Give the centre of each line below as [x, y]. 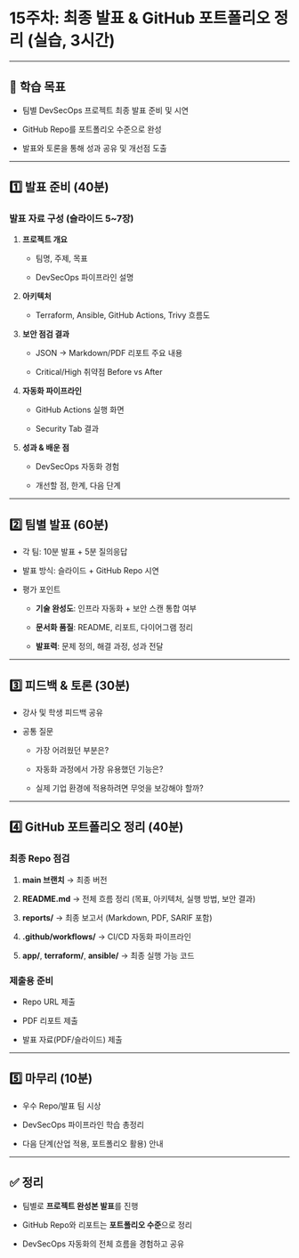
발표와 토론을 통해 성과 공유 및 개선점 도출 [94, 148]
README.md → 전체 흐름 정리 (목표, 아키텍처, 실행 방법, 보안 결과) [139, 898]
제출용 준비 [32, 980]
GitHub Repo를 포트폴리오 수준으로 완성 [92, 129]
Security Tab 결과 [67, 429]
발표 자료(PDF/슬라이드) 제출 [72, 1040]
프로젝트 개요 [45, 239]
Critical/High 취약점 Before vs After [99, 372]
